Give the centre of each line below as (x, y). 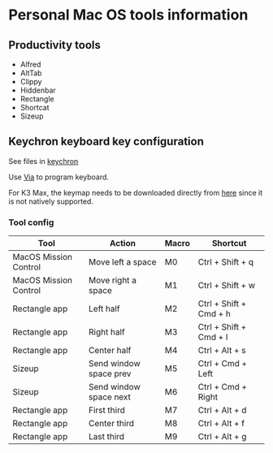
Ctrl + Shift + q (226, 262)
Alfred (30, 64)
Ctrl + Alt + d (222, 410)
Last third (106, 437)
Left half (104, 308)
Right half (106, 332)
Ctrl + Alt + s (222, 351)
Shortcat (35, 108)
